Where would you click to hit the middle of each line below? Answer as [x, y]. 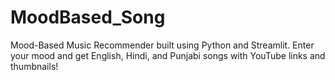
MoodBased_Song [88, 17]
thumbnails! [34, 66]
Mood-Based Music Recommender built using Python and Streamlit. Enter [162, 45]
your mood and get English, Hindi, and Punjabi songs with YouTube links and [168, 55]
